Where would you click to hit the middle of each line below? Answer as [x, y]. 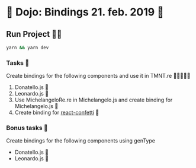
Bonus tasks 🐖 [27, 128]
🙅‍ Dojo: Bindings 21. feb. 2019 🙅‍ [85, 12]
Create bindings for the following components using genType [81, 141]
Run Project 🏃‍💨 [34, 34]
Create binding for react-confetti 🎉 [57, 113]
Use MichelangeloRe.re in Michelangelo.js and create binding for [94, 100]
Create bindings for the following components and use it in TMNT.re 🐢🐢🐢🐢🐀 [98, 76]
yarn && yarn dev [28, 47]
